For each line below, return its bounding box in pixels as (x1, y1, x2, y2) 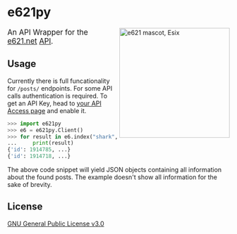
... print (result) (7, 140, 74, 147)
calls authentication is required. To (7, 91, 108, 100)
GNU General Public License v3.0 (7, 219, 104, 228)
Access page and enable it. (7, 106, 87, 115)
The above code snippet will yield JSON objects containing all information (7, 166, 222, 174)
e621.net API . (7, 36, 54, 46)
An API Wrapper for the (7, 27, 88, 37)
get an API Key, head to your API (7, 99, 102, 108)
